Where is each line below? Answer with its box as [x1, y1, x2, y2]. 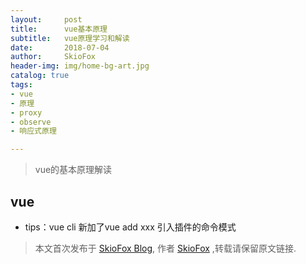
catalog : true [10, 71, 70, 81]
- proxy [10, 107, 43, 118]
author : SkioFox [10, 52, 97, 62]
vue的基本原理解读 [34, 164, 113, 176]
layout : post [10, 14, 83, 25]
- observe [10, 117, 52, 127]
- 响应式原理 [10, 126, 57, 136]
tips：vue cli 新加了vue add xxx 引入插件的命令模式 [24, 221, 237, 233]
